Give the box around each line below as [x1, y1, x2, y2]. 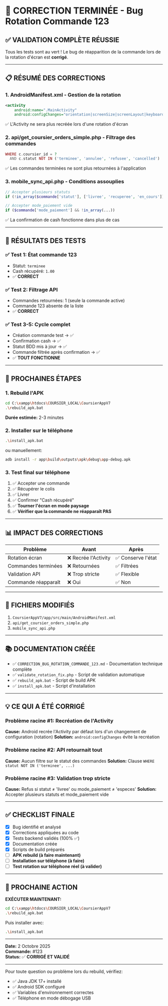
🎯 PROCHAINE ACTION [5, 883, 78, 891]
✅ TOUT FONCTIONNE [12, 355, 61, 361]
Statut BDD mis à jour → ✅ [12, 343, 67, 350]
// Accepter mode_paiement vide [5, 203, 72, 208]
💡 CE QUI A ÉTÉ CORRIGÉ [5, 702, 85, 711]
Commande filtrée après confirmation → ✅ [12, 349, 100, 355]
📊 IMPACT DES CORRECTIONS [5, 529, 103, 537]
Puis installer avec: [5, 919, 44, 925]
